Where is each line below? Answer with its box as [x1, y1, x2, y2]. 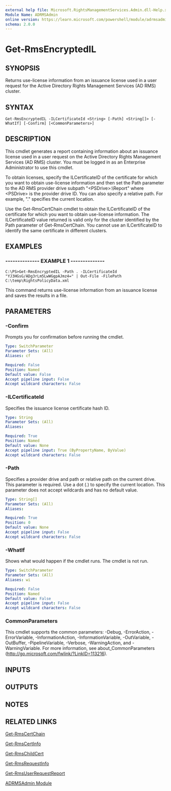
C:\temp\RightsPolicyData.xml [5, 278, 70, 283]
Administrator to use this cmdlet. [5, 164, 74, 171]
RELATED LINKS [5, 718, 57, 726]
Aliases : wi [5, 577, 31, 582]
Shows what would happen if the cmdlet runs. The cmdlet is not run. [5, 558, 149, 564]
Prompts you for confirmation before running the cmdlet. [5, 334, 124, 340]
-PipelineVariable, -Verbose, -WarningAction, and [27, 640, 131, 646]
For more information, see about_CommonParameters [42, 645, 155, 651]
